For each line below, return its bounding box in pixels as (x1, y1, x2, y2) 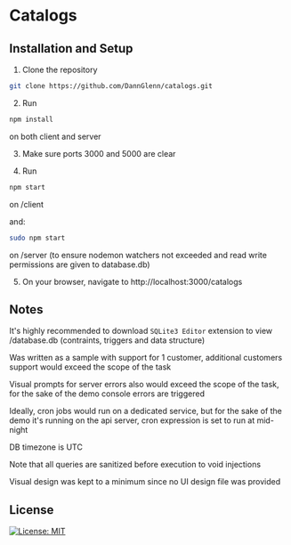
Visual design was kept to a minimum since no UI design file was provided (9, 476, 281, 487)
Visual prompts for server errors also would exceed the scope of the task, (9, 379, 279, 390)
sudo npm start (9, 233, 66, 242)
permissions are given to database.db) (9, 259, 150, 270)
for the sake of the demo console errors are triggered (9, 388, 205, 399)
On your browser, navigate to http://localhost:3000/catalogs (21, 276, 243, 287)
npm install (9, 115, 53, 124)
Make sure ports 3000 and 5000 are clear (21, 148, 176, 159)
